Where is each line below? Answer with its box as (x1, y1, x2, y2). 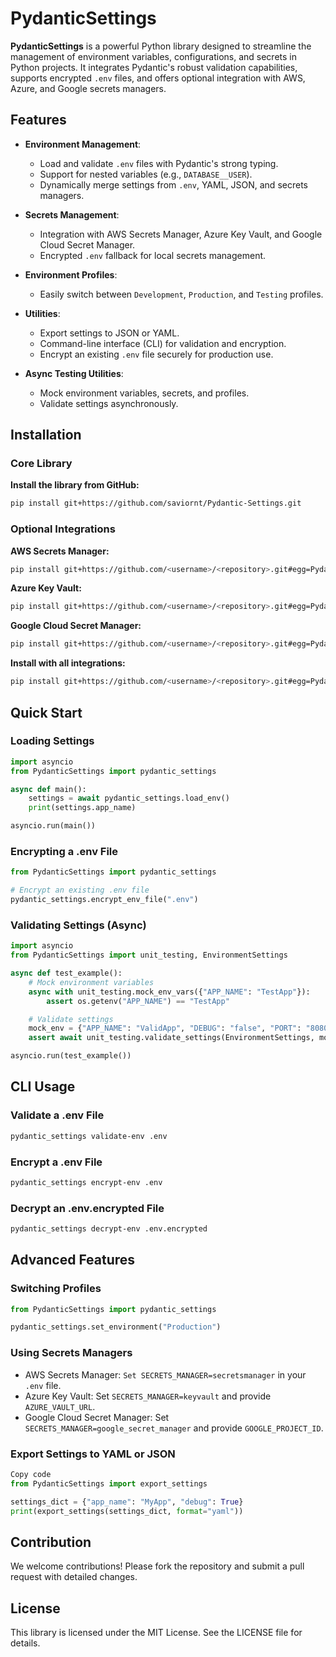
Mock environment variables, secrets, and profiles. (39, 387, 250, 399)
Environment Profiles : (24, 268, 118, 281)
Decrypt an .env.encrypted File (10, 1201, 165, 1215)
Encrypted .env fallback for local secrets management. (39, 249, 267, 261)
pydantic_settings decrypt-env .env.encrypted (10, 1224, 208, 1234)
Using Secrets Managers (10, 1346, 133, 1360)
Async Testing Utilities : (24, 367, 124, 379)
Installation (10, 427, 82, 444)
